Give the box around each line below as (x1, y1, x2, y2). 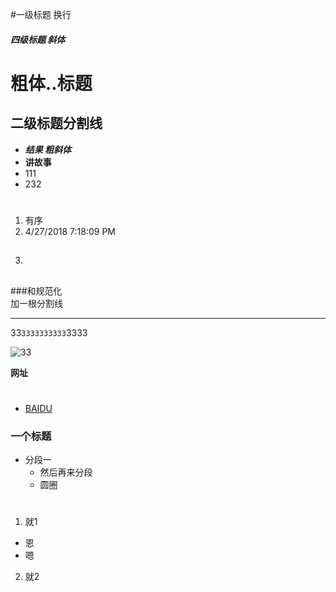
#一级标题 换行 (10, 9, 72, 20)
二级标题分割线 (10, 115, 103, 132)
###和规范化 (10, 284, 63, 297)
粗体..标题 (10, 72, 93, 95)
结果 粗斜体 (24, 143, 72, 155)
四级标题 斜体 (10, 33, 66, 45)
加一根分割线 (10, 297, 63, 309)
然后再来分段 (39, 466, 93, 478)
